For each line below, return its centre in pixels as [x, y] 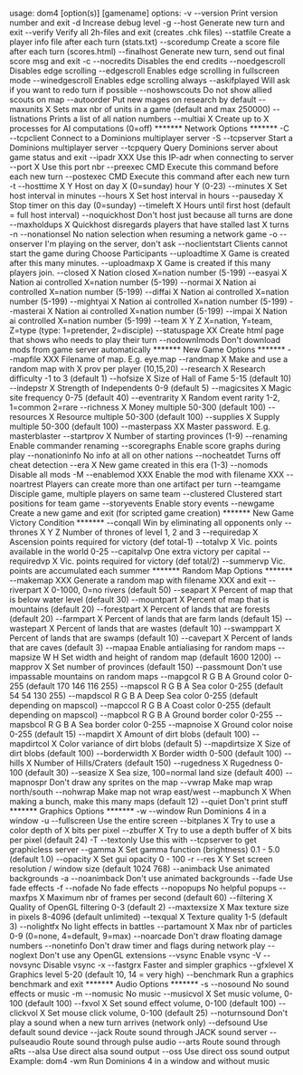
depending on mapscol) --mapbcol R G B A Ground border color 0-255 [142, 715]
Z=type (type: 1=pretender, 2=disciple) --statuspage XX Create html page [147, 330]
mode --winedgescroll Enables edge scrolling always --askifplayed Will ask [150, 80]
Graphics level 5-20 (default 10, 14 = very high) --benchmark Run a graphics [151, 975]
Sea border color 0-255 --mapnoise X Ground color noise [186, 724]
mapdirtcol [29, 744]
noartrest [26, 484]
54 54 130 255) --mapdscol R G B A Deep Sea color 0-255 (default [134, 695]
